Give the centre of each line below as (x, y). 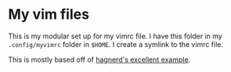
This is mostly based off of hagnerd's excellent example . (99, 59)
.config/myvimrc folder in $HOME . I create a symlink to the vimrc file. (116, 44)
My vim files (49, 14)
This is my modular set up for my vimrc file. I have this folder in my (115, 36)
